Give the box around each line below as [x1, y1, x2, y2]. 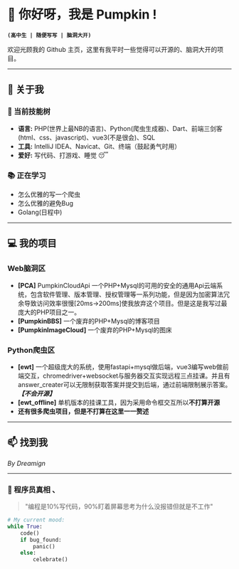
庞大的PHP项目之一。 [17, 307, 81, 317]
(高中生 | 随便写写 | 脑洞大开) [7, 31, 92, 39]
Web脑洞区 [7, 264, 46, 274]
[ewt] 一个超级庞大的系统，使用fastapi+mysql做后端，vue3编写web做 [17, 362, 223, 371]
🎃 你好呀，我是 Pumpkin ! [7, 6, 157, 23]
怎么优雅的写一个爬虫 [17, 190, 80, 198]
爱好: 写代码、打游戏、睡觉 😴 [17, 151, 109, 159]
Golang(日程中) [17, 208, 63, 216]
